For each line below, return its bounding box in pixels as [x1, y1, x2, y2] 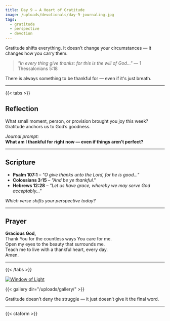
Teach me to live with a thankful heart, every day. [5, 246, 108, 253]
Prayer [5, 217, 27, 226]
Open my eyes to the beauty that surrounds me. [5, 241, 105, 247]
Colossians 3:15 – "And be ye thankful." [12, 177, 96, 183]
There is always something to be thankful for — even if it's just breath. [5, 76, 152, 81]
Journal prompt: [5, 133, 39, 139]
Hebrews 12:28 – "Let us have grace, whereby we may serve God [12, 182, 151, 188]
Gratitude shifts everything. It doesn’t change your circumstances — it [5, 45, 152, 51]
